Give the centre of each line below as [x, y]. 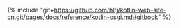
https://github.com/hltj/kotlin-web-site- [110, 10]
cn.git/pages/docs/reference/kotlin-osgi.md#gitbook [83, 17]
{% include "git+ [31, 10]
